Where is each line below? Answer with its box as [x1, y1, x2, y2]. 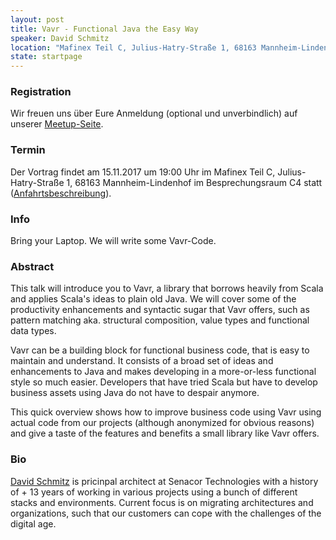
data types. [10, 325, 57, 337]
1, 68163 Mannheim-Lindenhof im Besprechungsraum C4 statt [66, 176, 323, 188]
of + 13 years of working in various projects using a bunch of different [10, 486, 298, 498]
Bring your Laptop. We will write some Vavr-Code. [10, 235, 217, 247]
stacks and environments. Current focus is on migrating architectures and [10, 496, 314, 508]
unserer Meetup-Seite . [10, 118, 104, 130]
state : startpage [10, 52, 83, 62]
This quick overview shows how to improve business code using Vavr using [10, 406, 322, 418]
